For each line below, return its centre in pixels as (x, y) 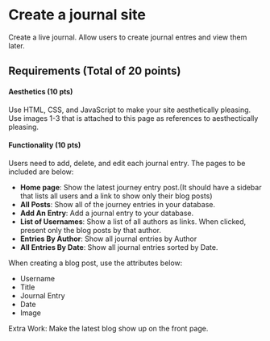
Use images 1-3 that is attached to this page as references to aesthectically (133, 118)
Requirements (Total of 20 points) (95, 71)
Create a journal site (77, 15)
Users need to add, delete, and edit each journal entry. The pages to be (127, 163)
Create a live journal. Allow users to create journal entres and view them (128, 37)
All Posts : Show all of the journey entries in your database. (118, 204)
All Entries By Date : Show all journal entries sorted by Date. (119, 247)
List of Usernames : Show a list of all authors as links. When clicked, (133, 221)
